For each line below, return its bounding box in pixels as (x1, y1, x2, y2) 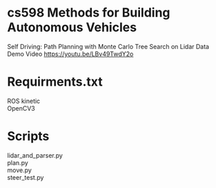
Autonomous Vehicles (7, 19, 137, 35)
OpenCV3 (7, 104, 36, 112)
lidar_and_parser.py (7, 151, 63, 160)
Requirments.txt (7, 74, 103, 90)
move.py (7, 166, 32, 174)
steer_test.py (7, 173, 44, 181)
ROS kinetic (7, 97, 41, 105)
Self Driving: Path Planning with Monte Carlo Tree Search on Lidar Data (7, 42, 209, 50)
